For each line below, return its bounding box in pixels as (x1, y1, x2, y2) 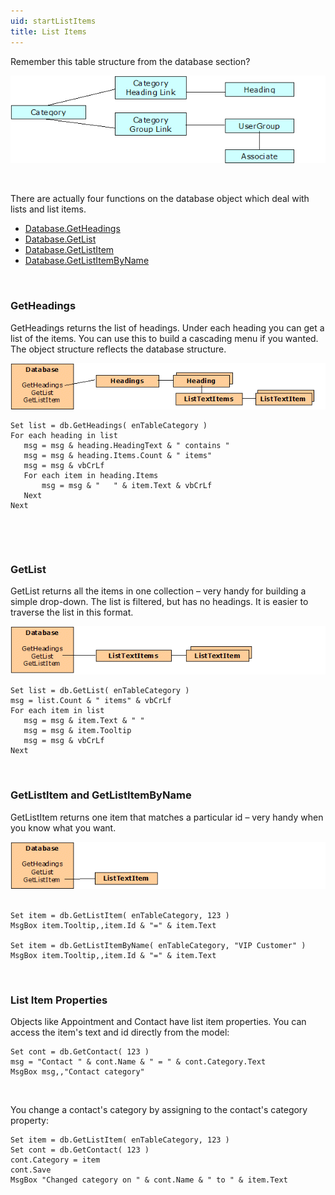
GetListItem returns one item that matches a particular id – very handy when (10, 811, 324, 823)
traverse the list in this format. (10, 606, 134, 619)
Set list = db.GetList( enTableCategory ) (10, 686, 190, 696)
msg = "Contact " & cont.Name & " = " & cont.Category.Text (10, 1056, 267, 1067)
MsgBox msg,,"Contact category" (10, 1066, 145, 1077)
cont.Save (10, 1165, 52, 1175)
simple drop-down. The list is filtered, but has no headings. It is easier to (10, 596, 309, 608)
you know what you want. (10, 821, 117, 834)
